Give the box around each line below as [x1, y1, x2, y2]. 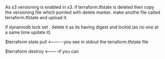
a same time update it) [5, 29, 51, 35]
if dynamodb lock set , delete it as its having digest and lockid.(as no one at [5, 24, 159, 30]
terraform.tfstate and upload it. [5, 15, 68, 20]
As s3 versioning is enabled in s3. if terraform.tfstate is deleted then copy [5, 4, 155, 10]
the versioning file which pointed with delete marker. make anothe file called [5, 9, 161, 15]
